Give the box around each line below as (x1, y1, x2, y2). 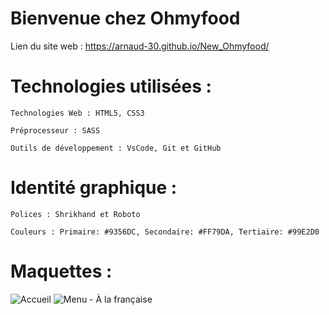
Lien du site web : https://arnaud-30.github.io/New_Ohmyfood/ (10, 40, 270, 52)
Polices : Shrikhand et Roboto (10, 209, 141, 219)
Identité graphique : (10, 177, 178, 199)
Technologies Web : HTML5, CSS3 (10, 108, 145, 118)
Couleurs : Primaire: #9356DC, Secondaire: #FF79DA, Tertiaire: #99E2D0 (10, 227, 320, 237)
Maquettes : (10, 260, 113, 282)
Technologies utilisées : (10, 75, 212, 98)
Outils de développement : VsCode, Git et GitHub (10, 143, 222, 153)
